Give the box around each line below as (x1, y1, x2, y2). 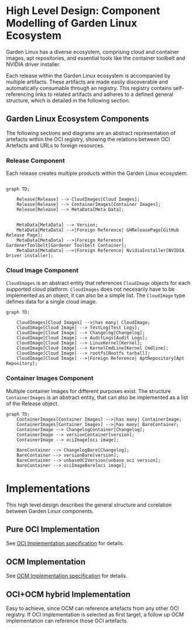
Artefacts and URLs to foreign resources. (6, 142, 105, 149)
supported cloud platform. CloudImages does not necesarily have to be (6, 285, 175, 293)
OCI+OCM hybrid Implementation (6, 589, 130, 599)
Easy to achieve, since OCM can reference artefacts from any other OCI (6, 605, 180, 612)
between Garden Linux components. (6, 507, 94, 514)
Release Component (6, 156, 66, 164)
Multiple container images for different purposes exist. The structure (6, 387, 171, 394)
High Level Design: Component (6, 4, 160, 18)
